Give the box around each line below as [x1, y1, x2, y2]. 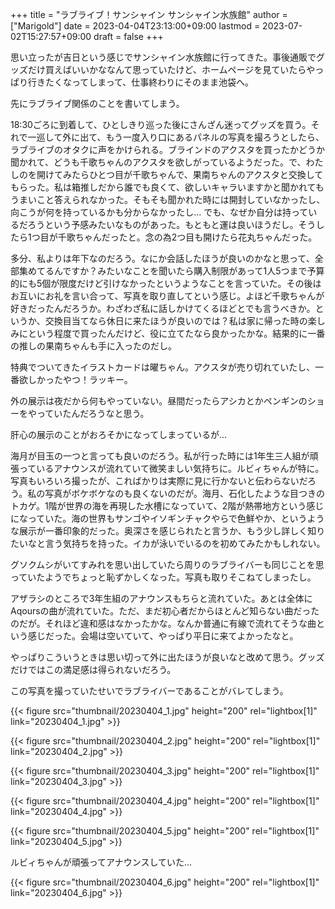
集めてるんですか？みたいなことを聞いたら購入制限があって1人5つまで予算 [18, 265, 325, 277]
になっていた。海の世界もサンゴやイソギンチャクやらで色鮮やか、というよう [10, 513, 325, 524]
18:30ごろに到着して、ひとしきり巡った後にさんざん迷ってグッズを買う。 [10, 119, 312, 130]
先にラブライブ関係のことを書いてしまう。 [10, 98, 185, 109]
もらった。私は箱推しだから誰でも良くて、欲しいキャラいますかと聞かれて [10, 181, 316, 193]
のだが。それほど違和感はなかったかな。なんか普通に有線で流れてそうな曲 [10, 618, 317, 629]
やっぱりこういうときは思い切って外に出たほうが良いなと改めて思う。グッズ [10, 651, 325, 663]
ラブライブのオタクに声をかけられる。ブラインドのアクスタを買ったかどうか [10, 144, 325, 155]
